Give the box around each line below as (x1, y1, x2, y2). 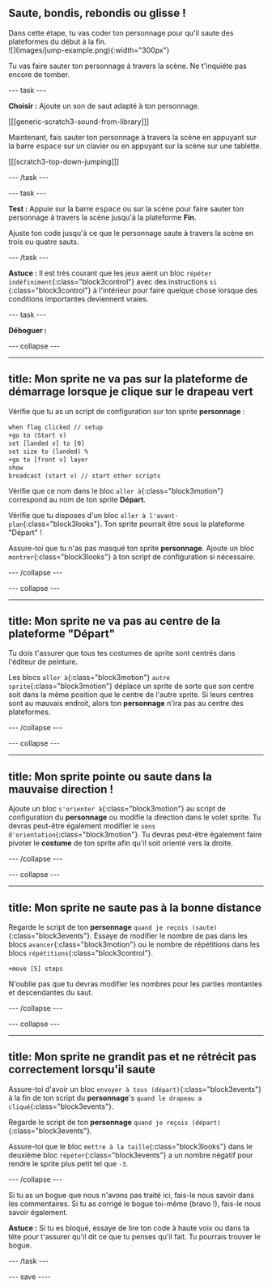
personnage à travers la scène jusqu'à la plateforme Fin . (8, 212, 197, 222)
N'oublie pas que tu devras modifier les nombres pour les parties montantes (8, 979, 263, 989)
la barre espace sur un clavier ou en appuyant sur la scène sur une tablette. (8, 141, 262, 151)
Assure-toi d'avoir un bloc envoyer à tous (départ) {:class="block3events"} (8, 1084, 261, 1093)
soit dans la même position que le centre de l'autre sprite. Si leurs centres (8, 690, 254, 700)
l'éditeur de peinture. (8, 657, 79, 667)
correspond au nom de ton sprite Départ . (8, 494, 146, 504)
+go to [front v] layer (8, 456, 89, 464)
